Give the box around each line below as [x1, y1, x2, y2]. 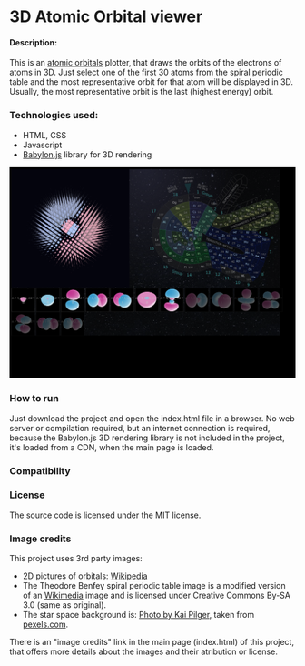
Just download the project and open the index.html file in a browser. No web [9, 412, 295, 424]
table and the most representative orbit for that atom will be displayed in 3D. [9, 76, 293, 87]
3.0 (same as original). [22, 600, 107, 610]
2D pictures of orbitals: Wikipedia [22, 570, 148, 581]
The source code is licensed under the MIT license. [9, 510, 202, 520]
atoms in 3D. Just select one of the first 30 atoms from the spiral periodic [9, 66, 283, 78]
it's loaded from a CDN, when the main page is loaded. [9, 441, 214, 452]
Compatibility [9, 464, 71, 477]
